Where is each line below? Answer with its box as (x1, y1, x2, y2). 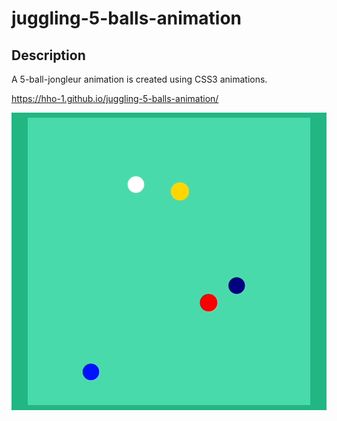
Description (11, 47, 86, 64)
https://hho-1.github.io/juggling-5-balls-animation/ (11, 93, 219, 104)
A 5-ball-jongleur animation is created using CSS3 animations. (11, 73, 268, 85)
